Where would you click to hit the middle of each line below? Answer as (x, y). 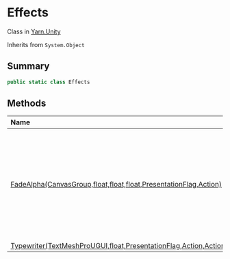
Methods (27, 104)
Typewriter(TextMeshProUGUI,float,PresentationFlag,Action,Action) (119, 246)
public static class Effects (49, 82)
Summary (28, 66)
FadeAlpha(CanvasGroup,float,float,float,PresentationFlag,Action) (116, 185)
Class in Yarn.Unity (34, 31)
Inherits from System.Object (46, 44)
